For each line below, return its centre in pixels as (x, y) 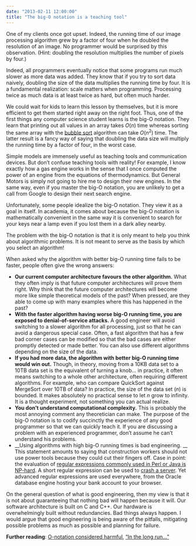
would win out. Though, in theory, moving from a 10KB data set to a (97, 364)
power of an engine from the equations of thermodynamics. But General (93, 175)
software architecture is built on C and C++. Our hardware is (79, 507)
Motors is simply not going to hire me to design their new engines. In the (93, 181)
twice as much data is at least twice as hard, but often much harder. (88, 95)
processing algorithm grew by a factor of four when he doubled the (87, 40)
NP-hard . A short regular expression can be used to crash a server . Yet (100, 470)
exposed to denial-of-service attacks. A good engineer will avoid (94, 320)
